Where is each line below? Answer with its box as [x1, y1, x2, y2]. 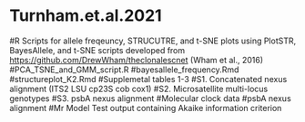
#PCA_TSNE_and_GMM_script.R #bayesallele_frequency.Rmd [9, 64, 239, 75]
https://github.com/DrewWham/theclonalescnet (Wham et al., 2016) [9, 54, 264, 65]
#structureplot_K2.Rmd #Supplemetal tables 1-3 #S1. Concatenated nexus [9, 73, 288, 84]
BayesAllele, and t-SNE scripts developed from [9, 44, 186, 55]
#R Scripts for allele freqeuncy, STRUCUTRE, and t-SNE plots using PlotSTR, [9, 35, 297, 46]
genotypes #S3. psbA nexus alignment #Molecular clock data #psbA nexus [9, 92, 291, 104]
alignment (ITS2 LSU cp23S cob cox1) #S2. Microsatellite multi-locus [9, 83, 269, 94]
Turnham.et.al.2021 [9, 5, 162, 26]
